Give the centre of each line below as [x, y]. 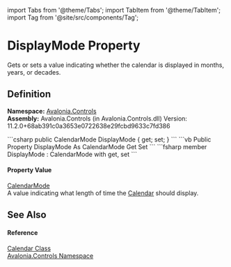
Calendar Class [29, 248]
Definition [29, 94]
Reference [23, 232]
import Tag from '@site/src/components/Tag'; [73, 17]
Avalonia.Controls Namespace [50, 255]
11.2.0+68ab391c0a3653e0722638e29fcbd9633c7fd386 [89, 125]
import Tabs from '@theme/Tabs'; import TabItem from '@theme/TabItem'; [114, 10]
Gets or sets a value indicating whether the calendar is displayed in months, [116, 65]
